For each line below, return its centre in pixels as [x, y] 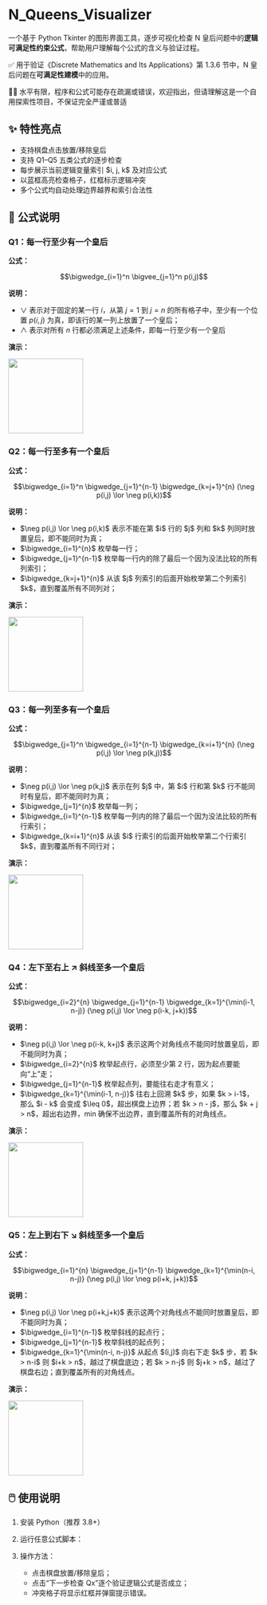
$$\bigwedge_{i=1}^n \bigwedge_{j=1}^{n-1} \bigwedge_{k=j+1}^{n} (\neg [134, 486]
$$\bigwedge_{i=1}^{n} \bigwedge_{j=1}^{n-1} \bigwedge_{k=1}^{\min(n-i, [134, 1270]
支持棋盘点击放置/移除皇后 [63, 150]
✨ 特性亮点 [35, 129]
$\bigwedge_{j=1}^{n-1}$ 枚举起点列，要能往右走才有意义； [118, 1084]
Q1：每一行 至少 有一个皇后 [58, 243]
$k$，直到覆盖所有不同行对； [68, 846]
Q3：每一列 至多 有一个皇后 [59, 709]
